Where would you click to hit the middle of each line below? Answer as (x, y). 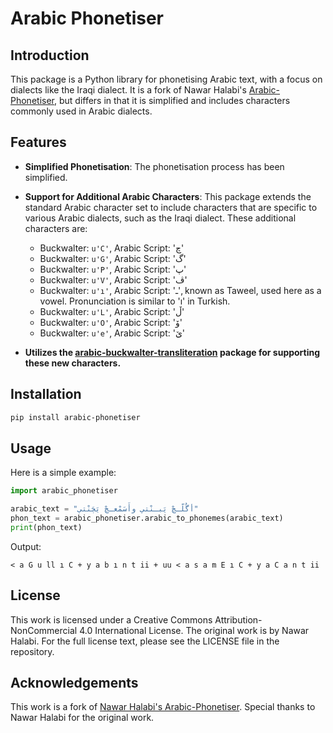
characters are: (56, 228)
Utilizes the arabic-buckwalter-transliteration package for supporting (172, 352)
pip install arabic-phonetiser (75, 417)
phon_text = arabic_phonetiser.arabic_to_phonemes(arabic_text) (147, 518)
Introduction (50, 55)
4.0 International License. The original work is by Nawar (194, 630)
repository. (32, 651)
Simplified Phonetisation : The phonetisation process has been (154, 166)
